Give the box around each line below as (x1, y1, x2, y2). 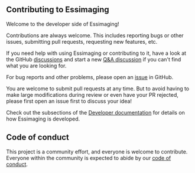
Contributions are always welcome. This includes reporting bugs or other (6, 32, 184, 39)
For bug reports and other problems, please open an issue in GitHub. (6, 73, 174, 80)
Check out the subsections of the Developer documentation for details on (6, 109, 185, 116)
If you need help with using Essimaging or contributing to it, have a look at (6, 50, 187, 57)
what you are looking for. (6, 62, 67, 69)
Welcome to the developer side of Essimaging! (6, 20, 119, 27)
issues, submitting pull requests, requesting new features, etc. (6, 38, 158, 45)
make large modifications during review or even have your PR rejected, (6, 91, 179, 98)
